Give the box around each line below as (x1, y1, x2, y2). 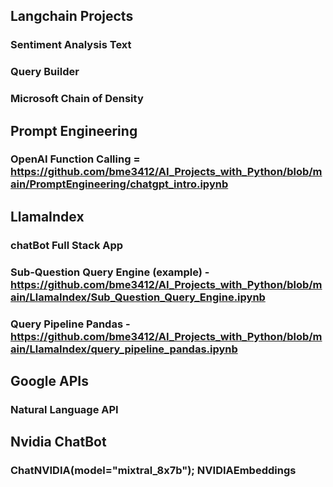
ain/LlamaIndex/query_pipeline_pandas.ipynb (10, 342, 238, 356)
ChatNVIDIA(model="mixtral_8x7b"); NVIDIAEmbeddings (10, 464, 297, 478)
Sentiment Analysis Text (10, 38, 132, 52)
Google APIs (10, 373, 89, 390)
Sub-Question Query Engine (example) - (10, 265, 210, 279)
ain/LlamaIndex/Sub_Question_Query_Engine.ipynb (10, 290, 266, 304)
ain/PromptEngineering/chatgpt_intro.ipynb (10, 177, 229, 191)
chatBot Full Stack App (10, 238, 124, 252)
